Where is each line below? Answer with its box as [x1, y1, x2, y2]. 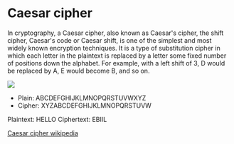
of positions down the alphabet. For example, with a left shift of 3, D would [7, 58, 225, 67]
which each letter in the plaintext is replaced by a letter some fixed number [7, 51, 227, 60]
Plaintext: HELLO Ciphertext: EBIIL [7, 115, 107, 123]
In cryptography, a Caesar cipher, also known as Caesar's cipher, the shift [7, 29, 224, 37]
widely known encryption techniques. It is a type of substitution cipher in [7, 43, 220, 52]
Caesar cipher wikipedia [7, 128, 78, 137]
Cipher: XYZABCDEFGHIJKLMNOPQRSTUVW [17, 101, 151, 110]
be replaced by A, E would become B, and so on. [7, 66, 150, 75]
